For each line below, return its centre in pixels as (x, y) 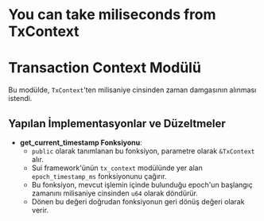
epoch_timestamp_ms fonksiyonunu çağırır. (99, 176)
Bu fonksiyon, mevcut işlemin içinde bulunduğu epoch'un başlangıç (142, 184)
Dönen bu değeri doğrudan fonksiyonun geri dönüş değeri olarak (138, 201)
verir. (40, 210)
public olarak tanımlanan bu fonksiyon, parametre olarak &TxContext (143, 151)
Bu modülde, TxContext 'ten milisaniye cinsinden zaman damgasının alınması (132, 90)
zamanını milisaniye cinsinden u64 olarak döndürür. (115, 193)
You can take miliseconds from (112, 15)
